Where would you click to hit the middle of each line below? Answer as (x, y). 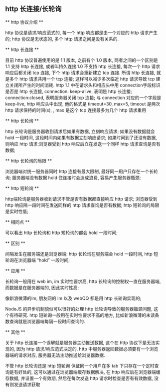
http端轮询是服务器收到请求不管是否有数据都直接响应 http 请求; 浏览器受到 (82, 198)
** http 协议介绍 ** (24, 22)
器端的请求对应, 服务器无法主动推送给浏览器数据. (55, 355)
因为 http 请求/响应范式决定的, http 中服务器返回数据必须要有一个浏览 (87, 348)
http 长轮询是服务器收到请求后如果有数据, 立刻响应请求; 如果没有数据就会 (80, 131)
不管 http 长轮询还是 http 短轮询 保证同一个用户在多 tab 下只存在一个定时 (80, 365)
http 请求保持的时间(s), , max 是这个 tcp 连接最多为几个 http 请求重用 (76, 110)
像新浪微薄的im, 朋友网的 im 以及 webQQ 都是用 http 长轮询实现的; (73, 298)
